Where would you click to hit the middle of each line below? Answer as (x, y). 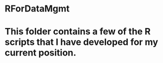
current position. (40, 53)
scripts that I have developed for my (81, 42)
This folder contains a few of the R (78, 32)
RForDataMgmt (37, 9)
